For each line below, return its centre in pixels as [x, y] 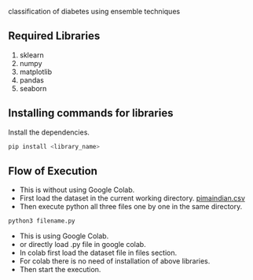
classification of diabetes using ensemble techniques [94, 11]
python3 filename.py [42, 221]
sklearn [32, 55]
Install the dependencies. [49, 132]
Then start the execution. [60, 270]
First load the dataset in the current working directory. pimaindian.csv [132, 198]
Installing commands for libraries [91, 113]
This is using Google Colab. [64, 236]
